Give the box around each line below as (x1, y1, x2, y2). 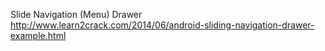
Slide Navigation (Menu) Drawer (10, 9, 143, 20)
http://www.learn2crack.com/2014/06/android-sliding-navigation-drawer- (10, 19, 315, 31)
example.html (10, 30, 67, 41)
